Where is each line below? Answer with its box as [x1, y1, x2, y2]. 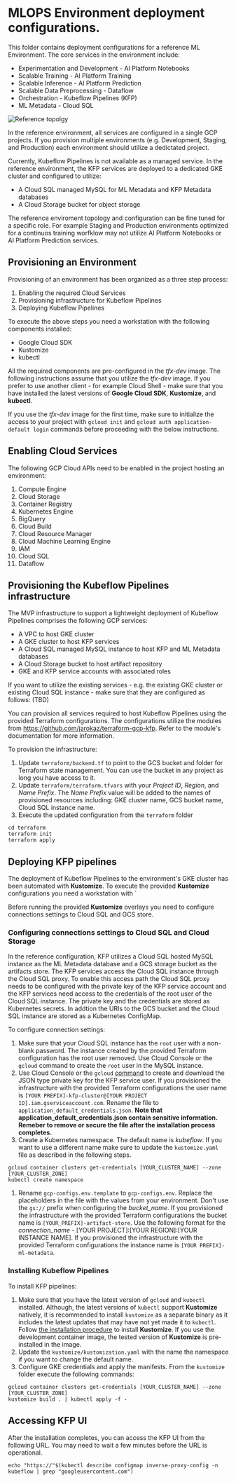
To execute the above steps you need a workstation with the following [8, 317, 210, 325]
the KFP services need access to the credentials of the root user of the [8, 989, 213, 998]
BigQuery [18, 514, 46, 523]
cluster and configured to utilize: [8, 172, 102, 180]
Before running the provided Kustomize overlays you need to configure [8, 903, 214, 912]
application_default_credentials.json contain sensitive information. [18, 1113, 218, 1122]
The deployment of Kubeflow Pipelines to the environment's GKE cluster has [8, 874, 228, 883]
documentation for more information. [8, 732, 115, 740]
